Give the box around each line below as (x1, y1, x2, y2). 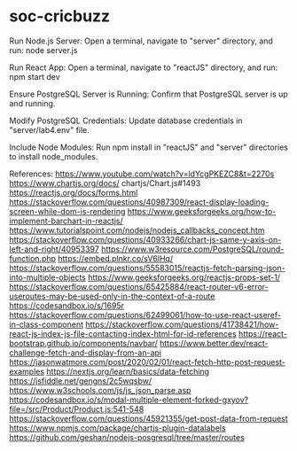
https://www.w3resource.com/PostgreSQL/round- (100, 244, 285, 254)
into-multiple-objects (9, 272, 86, 283)
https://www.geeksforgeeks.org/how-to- (127, 206, 277, 216)
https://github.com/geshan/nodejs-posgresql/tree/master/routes (9, 432, 246, 442)
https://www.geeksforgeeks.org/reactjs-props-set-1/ (87, 272, 281, 283)
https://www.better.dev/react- (159, 338, 269, 348)
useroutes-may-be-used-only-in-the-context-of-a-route (9, 291, 215, 301)
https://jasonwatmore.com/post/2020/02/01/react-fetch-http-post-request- (9, 356, 286, 367)
